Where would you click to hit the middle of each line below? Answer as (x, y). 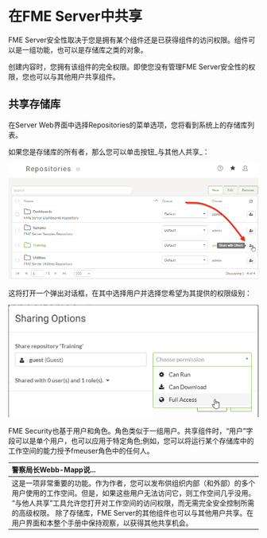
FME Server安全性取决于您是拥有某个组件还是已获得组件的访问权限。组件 (128, 40)
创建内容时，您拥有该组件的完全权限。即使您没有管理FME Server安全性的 (128, 66)
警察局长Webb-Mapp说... (54, 470)
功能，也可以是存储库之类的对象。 (91, 49)
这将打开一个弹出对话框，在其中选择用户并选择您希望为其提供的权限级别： (130, 293)
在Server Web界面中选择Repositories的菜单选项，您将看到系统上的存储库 (128, 125)
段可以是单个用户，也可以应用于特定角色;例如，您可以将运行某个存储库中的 (131, 441)
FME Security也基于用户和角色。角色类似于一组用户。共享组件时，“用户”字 (131, 431)
